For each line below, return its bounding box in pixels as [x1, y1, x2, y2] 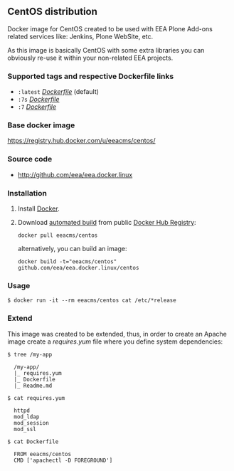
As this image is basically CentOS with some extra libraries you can [7, 46, 205, 54]
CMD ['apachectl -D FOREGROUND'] [14, 457, 113, 464]
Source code [7, 154, 53, 164]
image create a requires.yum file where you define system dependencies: [7, 337, 223, 346]
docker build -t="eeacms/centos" [17, 258, 117, 265]
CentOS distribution [7, 6, 98, 18]
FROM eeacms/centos [14, 450, 72, 457]
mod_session [14, 419, 50, 426]
